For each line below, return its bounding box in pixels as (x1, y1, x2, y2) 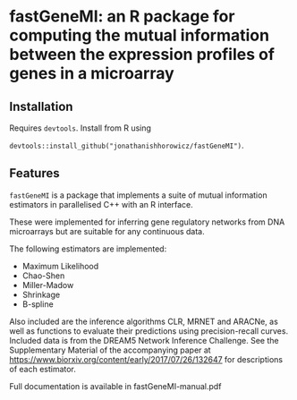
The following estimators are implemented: (9, 243, 167, 254)
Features (9, 166, 60, 181)
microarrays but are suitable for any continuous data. (9, 226, 205, 236)
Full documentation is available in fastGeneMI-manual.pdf (9, 380, 222, 391)
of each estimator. (9, 363, 76, 374)
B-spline (21, 298, 54, 310)
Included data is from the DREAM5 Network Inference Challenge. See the (9, 335, 279, 345)
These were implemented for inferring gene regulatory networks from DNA (9, 217, 285, 227)
